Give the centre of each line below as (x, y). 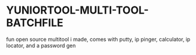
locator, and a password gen (41, 46)
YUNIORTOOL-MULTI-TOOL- (78, 10)
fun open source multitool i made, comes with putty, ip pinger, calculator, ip (98, 39)
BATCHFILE (35, 23)
